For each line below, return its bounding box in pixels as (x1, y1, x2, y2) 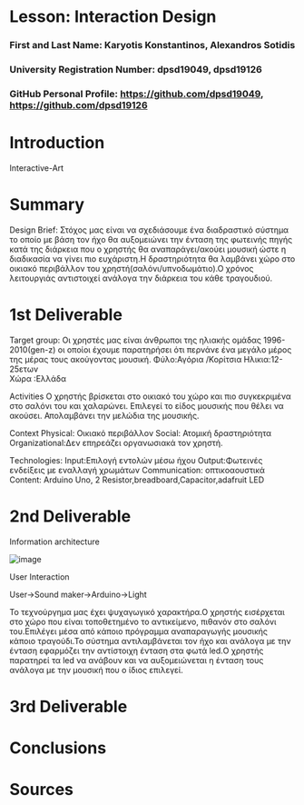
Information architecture (9, 536, 100, 547)
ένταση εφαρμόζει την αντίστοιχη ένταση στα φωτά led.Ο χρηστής (9, 645, 264, 656)
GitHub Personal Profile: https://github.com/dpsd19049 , (9, 87, 264, 100)
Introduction (9, 133, 105, 154)
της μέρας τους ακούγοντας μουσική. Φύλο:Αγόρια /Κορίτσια (9, 353, 242, 364)
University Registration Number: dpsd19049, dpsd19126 (9, 64, 263, 76)
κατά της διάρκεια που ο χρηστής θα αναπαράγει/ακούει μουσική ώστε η (9, 243, 287, 254)
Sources (9, 780, 74, 800)
